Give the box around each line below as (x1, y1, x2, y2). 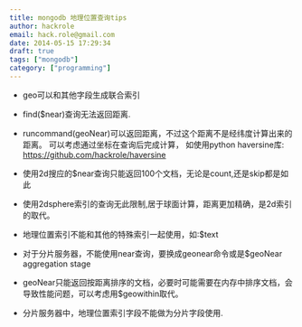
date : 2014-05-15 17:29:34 (9, 38, 111, 48)
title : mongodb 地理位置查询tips (9, 13, 127, 23)
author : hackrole (9, 22, 75, 31)
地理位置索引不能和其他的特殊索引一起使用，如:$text (22, 229, 219, 239)
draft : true (9, 47, 54, 56)
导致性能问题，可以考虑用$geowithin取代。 (22, 288, 184, 299)
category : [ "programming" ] (9, 64, 111, 73)
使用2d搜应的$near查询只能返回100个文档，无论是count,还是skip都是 (22, 168, 281, 179)
